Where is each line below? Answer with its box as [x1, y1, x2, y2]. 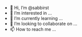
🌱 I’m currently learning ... [9, 15, 63, 21]
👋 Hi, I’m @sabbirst [9, 5, 49, 10]
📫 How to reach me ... [9, 26, 56, 32]
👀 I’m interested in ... [9, 10, 52, 16]
